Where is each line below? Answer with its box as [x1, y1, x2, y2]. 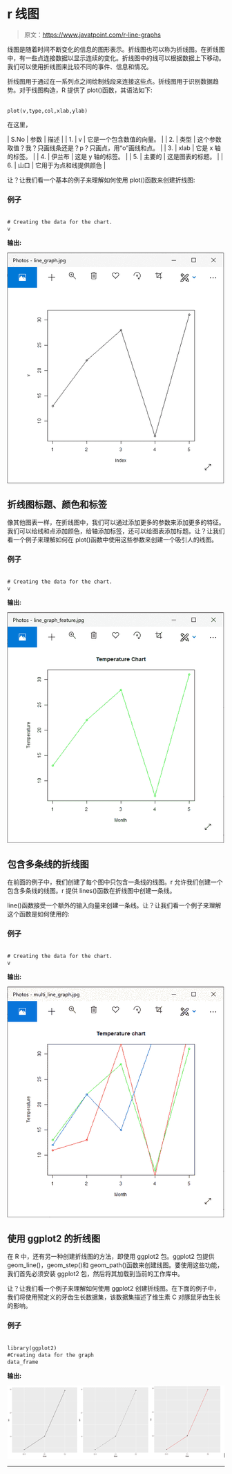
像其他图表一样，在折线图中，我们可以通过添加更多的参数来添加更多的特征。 [7, 518, 225, 526]
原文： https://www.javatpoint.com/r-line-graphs [23, 30, 161, 39]
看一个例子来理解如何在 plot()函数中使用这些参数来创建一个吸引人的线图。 [7, 535, 218, 544]
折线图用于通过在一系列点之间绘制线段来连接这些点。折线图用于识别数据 [7, 77, 213, 85]
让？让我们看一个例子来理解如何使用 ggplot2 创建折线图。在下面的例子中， [7, 1284, 220, 1293]
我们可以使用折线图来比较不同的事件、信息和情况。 [7, 62, 153, 71]
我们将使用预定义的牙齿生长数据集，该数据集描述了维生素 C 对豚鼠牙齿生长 [7, 1293, 221, 1301]
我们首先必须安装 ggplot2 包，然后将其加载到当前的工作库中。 [7, 1270, 184, 1278]
